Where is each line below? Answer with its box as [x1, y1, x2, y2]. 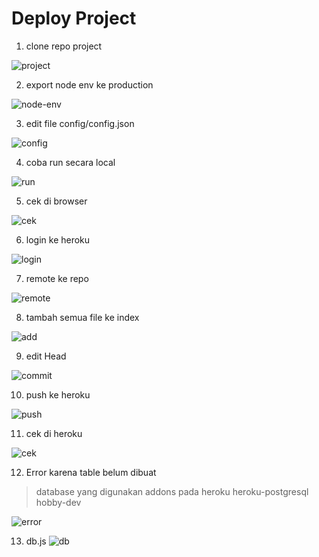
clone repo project [25, 40, 103, 52]
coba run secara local [25, 156, 116, 168]
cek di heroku [25, 427, 83, 439]
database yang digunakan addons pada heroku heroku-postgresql [35, 485, 309, 497]
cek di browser [25, 195, 88, 207]
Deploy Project [11, 7, 137, 30]
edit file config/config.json [25, 117, 135, 129]
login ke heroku [25, 233, 91, 246]
